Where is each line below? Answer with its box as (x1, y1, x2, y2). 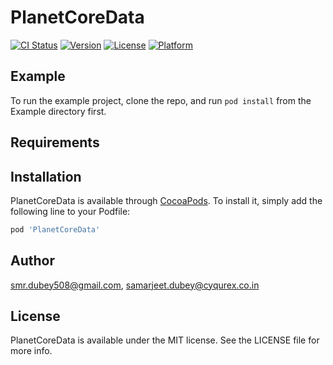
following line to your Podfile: (10, 205, 131, 217)
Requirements (10, 134, 100, 151)
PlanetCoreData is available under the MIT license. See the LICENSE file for (10, 334, 320, 346)
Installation (10, 168, 82, 185)
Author (10, 252, 55, 270)
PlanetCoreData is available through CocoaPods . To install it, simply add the (10, 194, 323, 206)
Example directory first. (10, 105, 107, 117)
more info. (10, 345, 53, 357)
